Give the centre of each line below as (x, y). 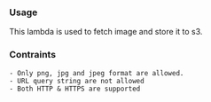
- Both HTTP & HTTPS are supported (75, 89)
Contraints (32, 55)
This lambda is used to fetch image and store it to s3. (106, 32)
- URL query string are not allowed (77, 81)
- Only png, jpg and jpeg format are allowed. (97, 73)
